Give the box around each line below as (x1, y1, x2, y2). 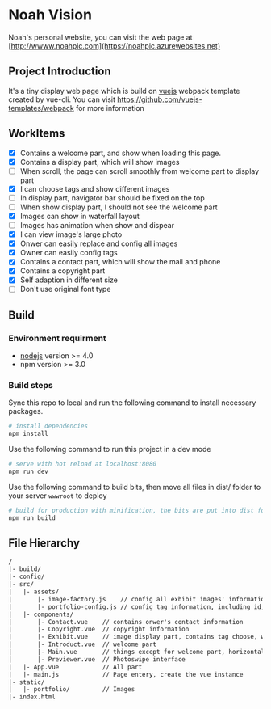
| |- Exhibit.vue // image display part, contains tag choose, (8, 633, 258, 641)
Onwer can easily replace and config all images (19, 238, 178, 248)
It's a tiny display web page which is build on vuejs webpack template (8, 86, 240, 95)
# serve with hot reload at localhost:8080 (8, 460, 157, 468)
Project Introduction (8, 65, 111, 78)
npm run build (8, 513, 56, 522)
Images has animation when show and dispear (19, 221, 175, 230)
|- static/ (8, 677, 45, 686)
